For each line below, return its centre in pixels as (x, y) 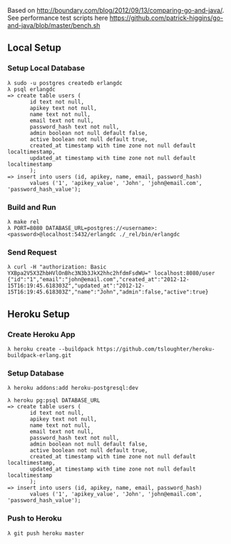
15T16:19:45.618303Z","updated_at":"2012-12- (76, 286)
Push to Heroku (35, 518)
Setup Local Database (46, 69)
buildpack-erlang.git (40, 355)
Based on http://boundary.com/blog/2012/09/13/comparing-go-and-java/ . (116, 10)
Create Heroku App (41, 334)
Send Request (32, 252)
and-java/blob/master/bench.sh (54, 25)
